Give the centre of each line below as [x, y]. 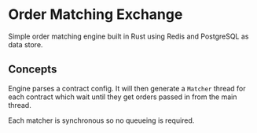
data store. [26, 44]
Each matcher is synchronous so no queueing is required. [101, 120]
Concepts [33, 70]
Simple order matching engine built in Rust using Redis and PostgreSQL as [128, 36]
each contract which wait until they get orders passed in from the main [123, 97]
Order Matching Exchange [95, 15]
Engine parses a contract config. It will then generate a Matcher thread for [127, 88]
